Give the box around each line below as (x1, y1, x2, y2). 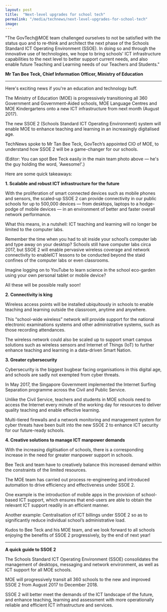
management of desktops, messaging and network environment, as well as (5, 562, 159, 568)
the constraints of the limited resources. (5, 467, 87, 473)
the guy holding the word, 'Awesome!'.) (5, 161, 85, 167)
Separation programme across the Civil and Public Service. (5, 387, 126, 393)
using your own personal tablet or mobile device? (5, 273, 106, 279)
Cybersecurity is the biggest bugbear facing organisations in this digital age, (5, 366, 162, 372)
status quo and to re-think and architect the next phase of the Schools (5, 40, 149, 46)
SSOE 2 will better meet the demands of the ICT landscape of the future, (5, 592, 154, 598)
